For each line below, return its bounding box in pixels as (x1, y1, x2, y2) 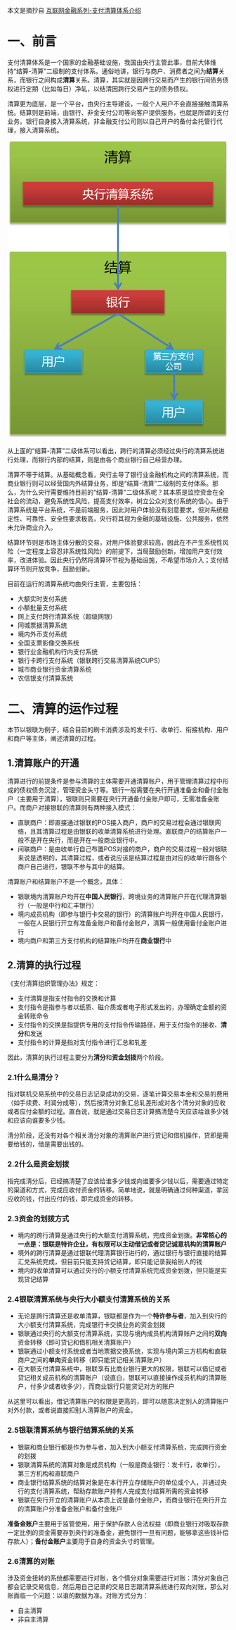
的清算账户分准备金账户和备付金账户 (17, 1504, 123, 1513)
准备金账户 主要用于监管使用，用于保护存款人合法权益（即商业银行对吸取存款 (7, 1519, 229, 1528)
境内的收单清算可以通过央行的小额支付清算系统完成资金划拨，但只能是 (17, 1266, 221, 1274)
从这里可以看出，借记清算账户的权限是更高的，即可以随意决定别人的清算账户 (7, 1397, 229, 1406)
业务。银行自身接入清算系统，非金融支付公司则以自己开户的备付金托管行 (7, 117, 216, 125)
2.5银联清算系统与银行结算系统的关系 (7, 1426, 134, 1435)
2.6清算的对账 (7, 1556, 55, 1566)
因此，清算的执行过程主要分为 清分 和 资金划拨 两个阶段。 (7, 1053, 167, 1062)
